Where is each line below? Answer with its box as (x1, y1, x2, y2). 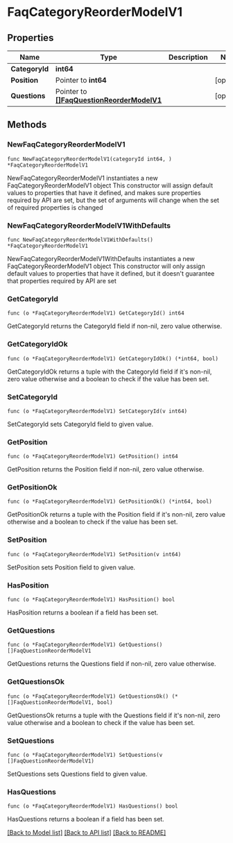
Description (169, 53, 208, 62)
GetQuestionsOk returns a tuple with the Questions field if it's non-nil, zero (7, 711, 221, 719)
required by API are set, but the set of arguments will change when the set (7, 196, 220, 204)
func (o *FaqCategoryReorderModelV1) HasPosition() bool (7, 596, 175, 603)
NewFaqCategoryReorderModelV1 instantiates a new (7, 174, 158, 182)
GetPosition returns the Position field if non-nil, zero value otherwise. (7, 465, 205, 474)
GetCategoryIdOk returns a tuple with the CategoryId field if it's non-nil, (7, 367, 212, 376)
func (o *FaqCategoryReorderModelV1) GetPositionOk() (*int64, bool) (7, 498, 213, 506)
